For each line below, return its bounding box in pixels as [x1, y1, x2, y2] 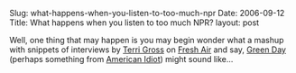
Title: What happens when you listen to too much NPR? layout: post [9, 17, 260, 28]
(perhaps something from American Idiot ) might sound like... [9, 54, 234, 64]
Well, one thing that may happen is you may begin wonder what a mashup [9, 35, 284, 45]
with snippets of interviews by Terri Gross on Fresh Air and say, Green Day [9, 44, 287, 55]
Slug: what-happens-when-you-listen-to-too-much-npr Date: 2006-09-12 [9, 8, 285, 18]
